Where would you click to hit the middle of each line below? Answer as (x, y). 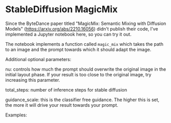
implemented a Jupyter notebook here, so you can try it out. (68, 34)
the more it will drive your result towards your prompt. (62, 105)
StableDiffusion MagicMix (62, 9)
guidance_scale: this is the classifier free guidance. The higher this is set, (82, 100)
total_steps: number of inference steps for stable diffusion (66, 89)
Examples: (16, 115)
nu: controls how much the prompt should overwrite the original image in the (86, 69)
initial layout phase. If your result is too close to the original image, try (78, 74)
